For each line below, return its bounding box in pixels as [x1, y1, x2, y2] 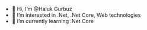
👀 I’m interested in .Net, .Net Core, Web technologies [11, 12, 141, 18]
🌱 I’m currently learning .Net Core [11, 18, 94, 24]
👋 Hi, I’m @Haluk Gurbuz [11, 6, 72, 12]
